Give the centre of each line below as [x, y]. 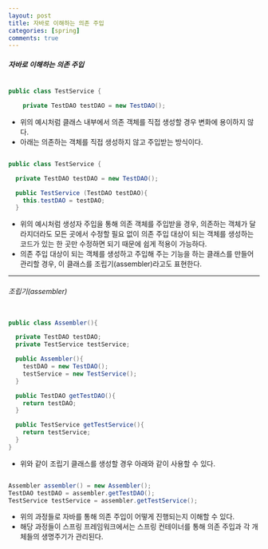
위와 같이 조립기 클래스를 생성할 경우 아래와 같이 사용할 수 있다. [117, 463]
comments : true [33, 38]
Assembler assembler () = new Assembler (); [80, 485]
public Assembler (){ [49, 359]
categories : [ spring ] [44, 30]
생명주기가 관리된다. [72, 537]
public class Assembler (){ [53, 323]
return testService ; [57, 432]
